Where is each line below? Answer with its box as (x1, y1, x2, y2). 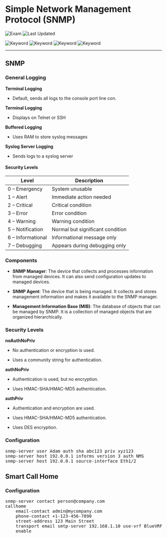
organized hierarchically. (12, 314, 63, 320)
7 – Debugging (7, 242, 42, 249)
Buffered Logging (5, 124, 42, 130)
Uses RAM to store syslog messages (12, 133, 88, 140)
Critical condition (52, 202, 92, 209)
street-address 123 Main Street (15, 519, 94, 524)
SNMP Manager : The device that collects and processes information (12, 268, 153, 274)
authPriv (5, 396, 23, 402)
